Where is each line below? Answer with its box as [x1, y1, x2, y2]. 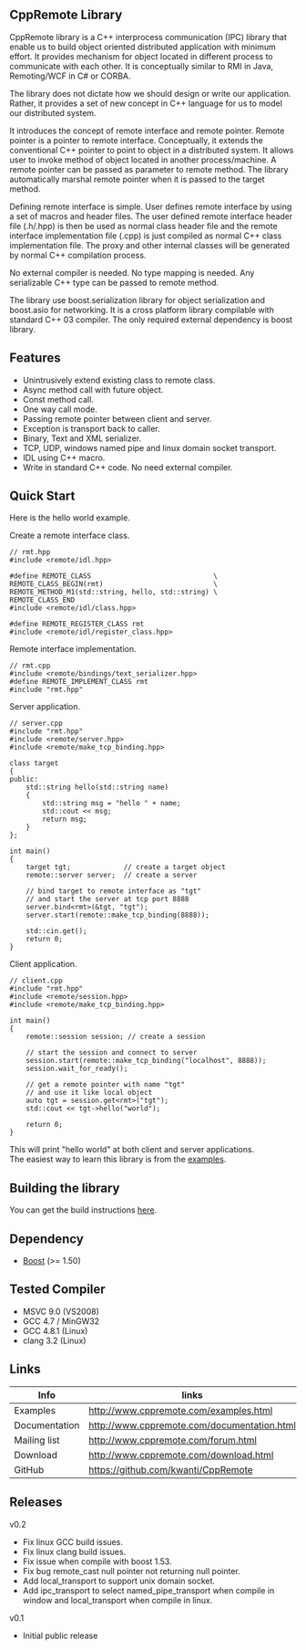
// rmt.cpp [9, 661, 51, 670]
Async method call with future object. [22, 384, 164, 395]
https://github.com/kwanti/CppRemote [88, 1463, 253, 1476]
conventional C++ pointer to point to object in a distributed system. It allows [9, 144, 294, 155]
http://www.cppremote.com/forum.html [88, 1434, 258, 1446]
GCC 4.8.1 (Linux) [22, 1325, 88, 1336]
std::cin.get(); [25, 927, 88, 936]
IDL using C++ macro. [22, 452, 106, 463]
